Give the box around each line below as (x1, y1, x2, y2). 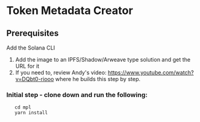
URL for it (15, 62, 40, 70)
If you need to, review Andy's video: (15, 69, 107, 76)
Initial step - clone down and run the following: (6, 90, 148, 99)
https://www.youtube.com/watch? (107, 69, 194, 76)
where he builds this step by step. (55, 76, 141, 82)
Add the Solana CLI (6, 44, 55, 51)
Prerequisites (6, 28, 59, 38)
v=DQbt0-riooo (15, 76, 54, 82)
